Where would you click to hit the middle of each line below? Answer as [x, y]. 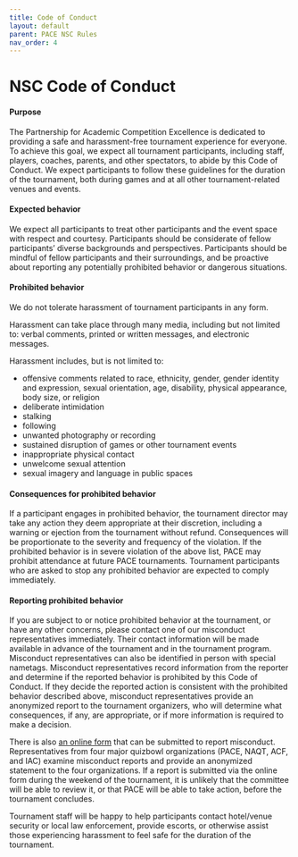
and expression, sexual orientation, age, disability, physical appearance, [154, 388]
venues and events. [46, 189]
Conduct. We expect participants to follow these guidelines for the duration [147, 170]
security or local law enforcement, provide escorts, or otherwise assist [139, 826]
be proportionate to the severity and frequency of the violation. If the [136, 542]
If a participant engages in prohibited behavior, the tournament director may [149, 514]
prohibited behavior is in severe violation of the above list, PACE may [135, 551]
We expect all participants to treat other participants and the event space [144, 229]
